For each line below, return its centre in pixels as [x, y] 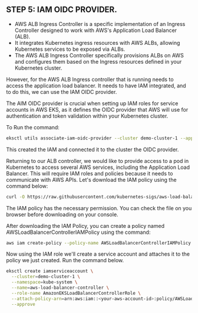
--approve [23, 304]
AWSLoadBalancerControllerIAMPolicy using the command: [78, 232]
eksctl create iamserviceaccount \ [50, 271]
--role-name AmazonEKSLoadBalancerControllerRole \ [76, 293]
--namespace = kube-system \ [44, 282]
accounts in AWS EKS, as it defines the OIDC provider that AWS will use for [97, 109]
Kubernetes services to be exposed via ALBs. [70, 49]
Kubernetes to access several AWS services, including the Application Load [98, 167]
